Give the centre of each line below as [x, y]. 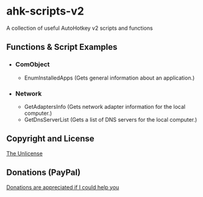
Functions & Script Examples [62, 47]
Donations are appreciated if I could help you [63, 187]
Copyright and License [50, 139]
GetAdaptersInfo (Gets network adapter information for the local [105, 106]
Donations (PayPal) [44, 172]
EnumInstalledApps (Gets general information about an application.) [109, 78]
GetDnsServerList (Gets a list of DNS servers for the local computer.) [111, 119]
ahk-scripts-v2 [45, 11]
